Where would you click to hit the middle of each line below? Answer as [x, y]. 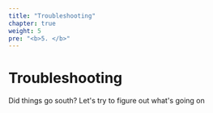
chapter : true [32, 23]
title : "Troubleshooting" [52, 16]
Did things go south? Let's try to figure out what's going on [106, 101]
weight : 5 [25, 31]
